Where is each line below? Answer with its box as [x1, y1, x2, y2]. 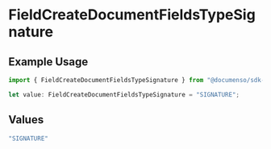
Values [8, 113, 44, 126]
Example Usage [8, 55, 89, 68]
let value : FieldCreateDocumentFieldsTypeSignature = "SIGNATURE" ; [8, 90, 240, 98]
